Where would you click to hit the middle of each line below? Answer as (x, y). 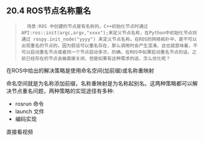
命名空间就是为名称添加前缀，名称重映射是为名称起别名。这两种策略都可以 (99, 83)
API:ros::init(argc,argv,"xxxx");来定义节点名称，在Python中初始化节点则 (109, 33)
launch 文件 (29, 111)
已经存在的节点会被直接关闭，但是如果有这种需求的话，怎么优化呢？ (98, 58)
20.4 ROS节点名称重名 (49, 11)
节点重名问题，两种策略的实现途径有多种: (63, 91)
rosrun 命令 (29, 103)
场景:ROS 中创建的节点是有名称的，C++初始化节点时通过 (87, 26)
